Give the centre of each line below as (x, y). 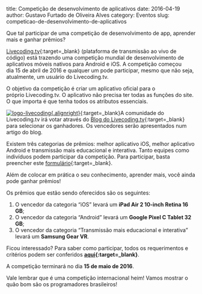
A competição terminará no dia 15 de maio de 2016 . (70, 266)
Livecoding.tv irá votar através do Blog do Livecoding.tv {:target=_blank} (96, 119)
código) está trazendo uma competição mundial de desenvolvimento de (95, 58)
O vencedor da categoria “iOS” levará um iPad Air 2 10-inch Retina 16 (101, 205)
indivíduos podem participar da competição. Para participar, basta (88, 157)
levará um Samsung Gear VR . (52, 236)
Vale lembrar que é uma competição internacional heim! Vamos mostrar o (97, 278)
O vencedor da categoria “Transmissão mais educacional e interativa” (101, 230)
